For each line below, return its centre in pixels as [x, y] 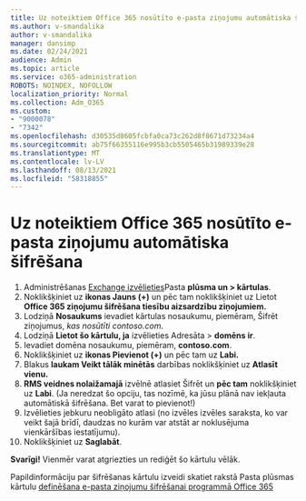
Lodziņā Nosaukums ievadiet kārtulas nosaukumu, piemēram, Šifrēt [151, 316]
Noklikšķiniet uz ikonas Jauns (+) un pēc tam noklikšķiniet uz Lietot [150, 297]
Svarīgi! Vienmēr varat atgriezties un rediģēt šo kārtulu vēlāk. [125, 459]
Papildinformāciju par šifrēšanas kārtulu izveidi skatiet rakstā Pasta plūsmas [152, 477]
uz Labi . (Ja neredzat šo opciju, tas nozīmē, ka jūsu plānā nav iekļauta [155, 394]
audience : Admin [41, 60]
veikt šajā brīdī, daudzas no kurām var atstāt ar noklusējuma [136, 423]
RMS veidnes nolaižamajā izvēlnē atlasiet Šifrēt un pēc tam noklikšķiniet [160, 384]
